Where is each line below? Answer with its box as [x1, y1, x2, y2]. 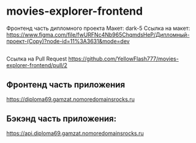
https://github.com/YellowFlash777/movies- [68, 55, 179, 62]
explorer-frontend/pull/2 [6, 62, 67, 69]
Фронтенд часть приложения [6, 79, 126, 90]
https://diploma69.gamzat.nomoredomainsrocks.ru [6, 96, 135, 103]
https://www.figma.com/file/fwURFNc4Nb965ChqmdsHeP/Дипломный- [6, 31, 190, 38]
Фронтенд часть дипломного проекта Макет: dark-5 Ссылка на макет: [6, 24, 190, 32]
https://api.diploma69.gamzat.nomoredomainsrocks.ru [6, 130, 144, 137]
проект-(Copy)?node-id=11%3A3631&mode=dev [6, 37, 130, 45]
